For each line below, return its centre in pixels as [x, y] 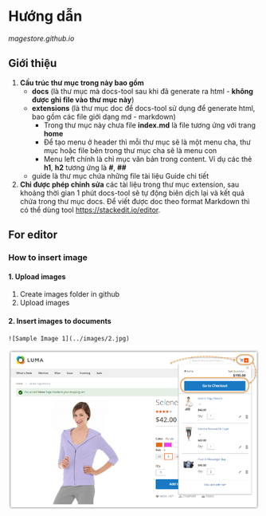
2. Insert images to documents [60, 321]
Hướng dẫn [45, 16]
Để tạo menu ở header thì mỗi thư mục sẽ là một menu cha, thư [147, 142]
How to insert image [48, 258]
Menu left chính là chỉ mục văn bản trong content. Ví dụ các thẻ [148, 159]
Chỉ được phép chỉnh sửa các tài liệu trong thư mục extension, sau [129, 184]
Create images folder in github [70, 294]
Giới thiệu [33, 63]
